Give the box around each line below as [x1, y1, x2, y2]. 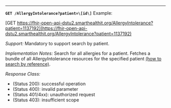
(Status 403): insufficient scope [12, 97, 79, 103]
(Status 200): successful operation [12, 81, 86, 87]
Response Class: [5, 71, 41, 77]
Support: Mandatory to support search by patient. [5, 41, 109, 46]
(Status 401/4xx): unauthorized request [12, 92, 95, 97]
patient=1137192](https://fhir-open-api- [5, 25, 88, 31]
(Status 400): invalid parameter [12, 86, 78, 92]
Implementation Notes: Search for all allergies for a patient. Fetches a [5, 50, 151, 56]
